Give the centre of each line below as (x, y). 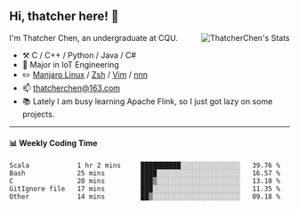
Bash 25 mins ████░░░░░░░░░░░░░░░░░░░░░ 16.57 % (145, 174)
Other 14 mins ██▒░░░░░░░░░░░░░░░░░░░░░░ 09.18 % (145, 197)
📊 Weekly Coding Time (53, 143)
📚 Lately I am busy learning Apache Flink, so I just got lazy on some (147, 101)
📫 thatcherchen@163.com (71, 88)
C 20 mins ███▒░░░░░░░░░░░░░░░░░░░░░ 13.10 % (145, 182)
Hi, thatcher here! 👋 (64, 16)
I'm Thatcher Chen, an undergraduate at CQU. (93, 37)
